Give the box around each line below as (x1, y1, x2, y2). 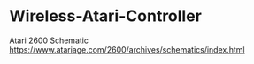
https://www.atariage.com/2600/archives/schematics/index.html (9, 44, 245, 54)
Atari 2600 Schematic (9, 35, 89, 46)
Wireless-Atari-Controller (9, 6, 202, 26)
